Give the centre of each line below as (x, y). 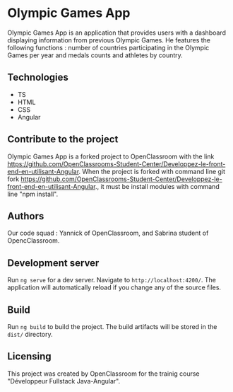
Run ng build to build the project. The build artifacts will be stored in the (112, 327)
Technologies (38, 77)
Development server (53, 263)
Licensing (29, 356)
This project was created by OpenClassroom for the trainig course (103, 374)
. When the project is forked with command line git (152, 171)
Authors (26, 216)
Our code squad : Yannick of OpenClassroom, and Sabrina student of (108, 233)
